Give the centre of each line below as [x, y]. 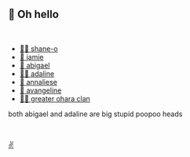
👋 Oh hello [33, 15]
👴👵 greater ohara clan [55, 98]
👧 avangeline [40, 90]
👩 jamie [31, 57]
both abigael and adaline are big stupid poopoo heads [95, 114]
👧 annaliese [38, 82]
